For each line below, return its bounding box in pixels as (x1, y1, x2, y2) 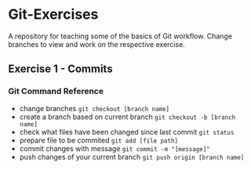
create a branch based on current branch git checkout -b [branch (19, 112, 236, 121)
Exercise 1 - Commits (8, 63, 113, 76)
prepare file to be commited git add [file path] (19, 135, 179, 145)
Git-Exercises (8, 5, 99, 23)
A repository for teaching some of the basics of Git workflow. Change (8, 31, 233, 41)
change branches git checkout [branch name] (19, 103, 170, 113)
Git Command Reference (8, 86, 104, 97)
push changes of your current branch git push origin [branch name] (19, 152, 245, 161)
